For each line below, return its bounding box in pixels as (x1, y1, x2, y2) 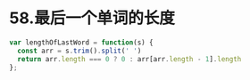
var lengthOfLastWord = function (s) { (9, 37, 154, 47)
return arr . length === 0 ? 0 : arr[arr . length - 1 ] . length (17, 54, 242, 63)
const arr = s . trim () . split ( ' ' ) (17, 46, 142, 55)
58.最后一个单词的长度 (9, 8, 176, 28)
